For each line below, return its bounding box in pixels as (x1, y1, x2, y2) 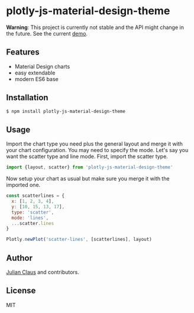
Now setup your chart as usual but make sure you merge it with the (6, 175, 170, 182)
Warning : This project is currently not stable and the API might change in (6, 24, 185, 31)
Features (6, 47, 40, 57)
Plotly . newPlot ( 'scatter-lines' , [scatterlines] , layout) (6, 237, 152, 243)
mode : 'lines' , (11, 215, 49, 221)
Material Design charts (14, 63, 70, 70)
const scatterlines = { (6, 193, 65, 199)
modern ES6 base (14, 75, 59, 82)
